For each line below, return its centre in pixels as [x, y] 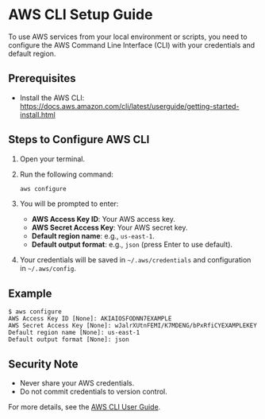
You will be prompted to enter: [69, 204]
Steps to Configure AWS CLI [79, 140]
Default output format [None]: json [69, 339]
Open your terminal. [52, 159]
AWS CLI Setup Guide [81, 15]
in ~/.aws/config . [48, 269]
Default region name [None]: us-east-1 [74, 333]
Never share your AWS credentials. [77, 383]
